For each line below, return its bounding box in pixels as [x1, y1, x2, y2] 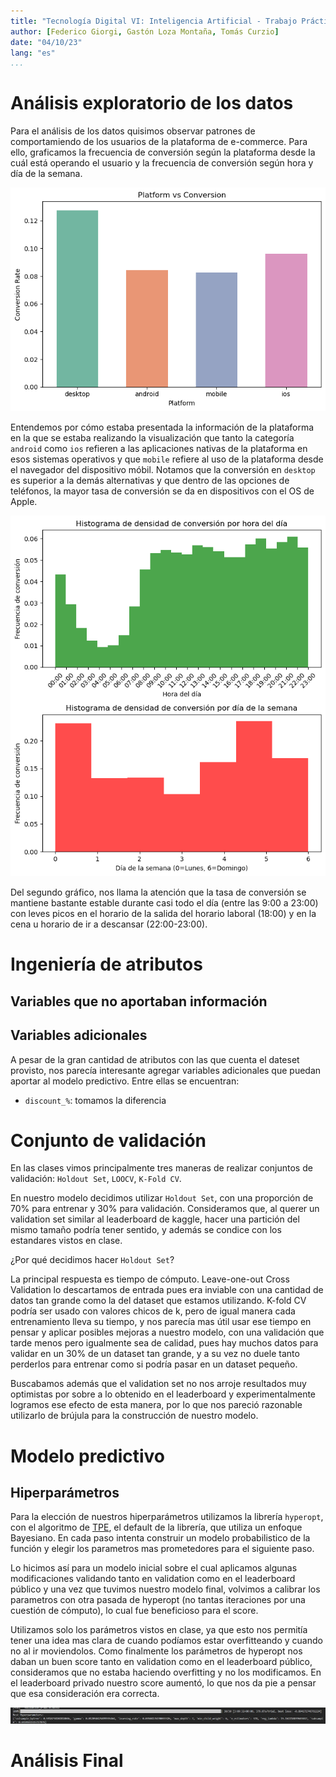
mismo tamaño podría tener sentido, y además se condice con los [10, 1224, 282, 1236]
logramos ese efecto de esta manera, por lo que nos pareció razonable [10, 1399, 303, 1411]
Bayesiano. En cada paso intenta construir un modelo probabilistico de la [10, 1532, 311, 1544]
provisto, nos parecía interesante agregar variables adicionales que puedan [10, 1064, 322, 1076]
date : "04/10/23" [10, 37, 83, 47]
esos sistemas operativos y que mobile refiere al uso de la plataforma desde [10, 453, 324, 465]
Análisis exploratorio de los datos [10, 92, 294, 115]
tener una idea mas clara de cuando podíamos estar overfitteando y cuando [10, 1635, 323, 1647]
